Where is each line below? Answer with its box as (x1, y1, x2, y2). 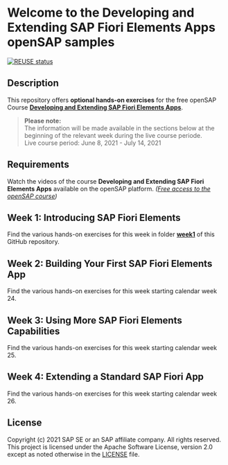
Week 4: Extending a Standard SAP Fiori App (7, 371, 204, 383)
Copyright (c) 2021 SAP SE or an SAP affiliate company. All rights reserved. (7, 435, 222, 444)
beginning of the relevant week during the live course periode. (24, 131, 202, 139)
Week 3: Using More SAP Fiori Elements (7, 314, 182, 326)
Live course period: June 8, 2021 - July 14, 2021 (24, 139, 161, 147)
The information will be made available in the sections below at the (24, 123, 215, 132)
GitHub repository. (7, 238, 60, 246)
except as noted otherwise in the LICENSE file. (7, 450, 140, 458)
